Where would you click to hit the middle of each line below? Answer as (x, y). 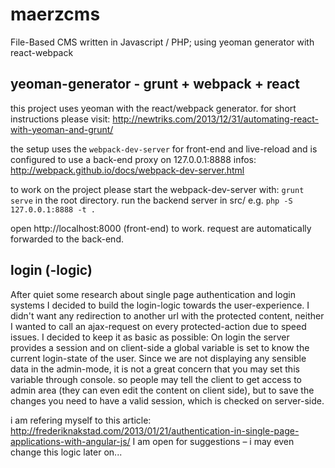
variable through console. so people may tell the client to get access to (156, 379)
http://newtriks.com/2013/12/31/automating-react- (216, 119)
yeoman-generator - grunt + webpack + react (155, 84)
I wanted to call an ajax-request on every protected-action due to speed (158, 326)
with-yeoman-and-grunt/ (62, 129)
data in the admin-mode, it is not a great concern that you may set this (155, 369)
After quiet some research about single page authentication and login (153, 294)
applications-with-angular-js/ (70, 441)
